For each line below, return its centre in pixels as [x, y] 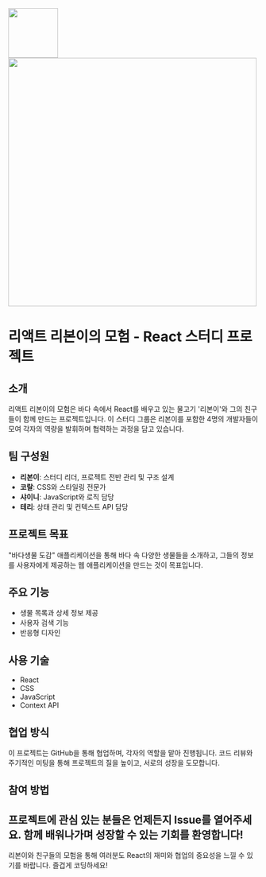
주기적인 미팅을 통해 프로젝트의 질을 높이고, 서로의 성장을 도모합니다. [114, 763]
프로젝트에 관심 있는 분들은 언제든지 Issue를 [110, 819]
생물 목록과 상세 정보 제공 [59, 613]
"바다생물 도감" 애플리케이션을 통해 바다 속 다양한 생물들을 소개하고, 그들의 [124, 555]
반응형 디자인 [40, 633]
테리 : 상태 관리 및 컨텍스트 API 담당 [74, 506]
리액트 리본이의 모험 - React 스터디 [116, 337]
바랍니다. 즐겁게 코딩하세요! [66, 865]
